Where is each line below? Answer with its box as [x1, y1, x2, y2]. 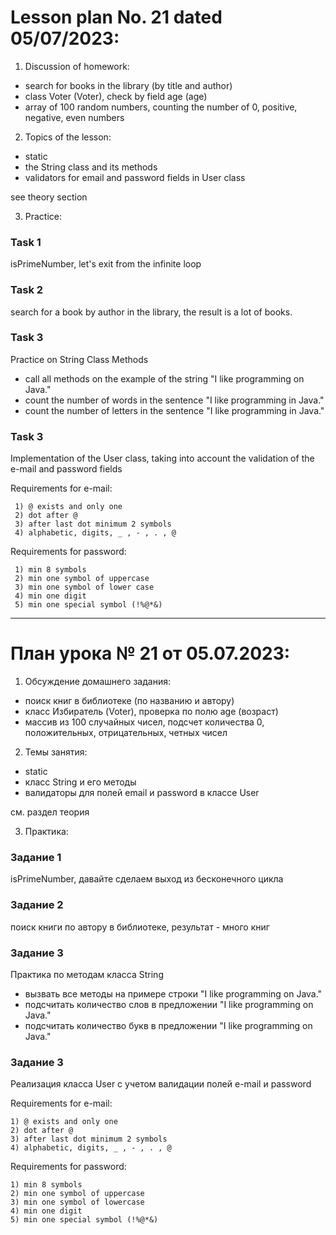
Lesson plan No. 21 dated [10, 6, 223, 29]
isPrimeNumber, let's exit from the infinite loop [10, 258, 202, 270]
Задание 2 [10, 898, 64, 912]
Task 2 [10, 283, 44, 297]
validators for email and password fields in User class [24, 171, 246, 183]
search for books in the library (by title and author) [24, 79, 233, 91]
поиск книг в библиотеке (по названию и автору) [24, 695, 235, 707]
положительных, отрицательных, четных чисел [24, 727, 228, 739]
